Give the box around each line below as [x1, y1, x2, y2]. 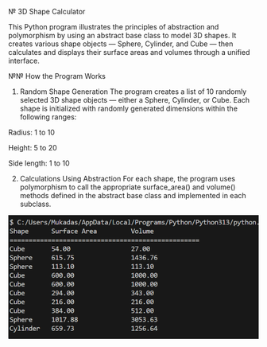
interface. [8, 56, 40, 65]
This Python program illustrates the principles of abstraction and [8, 22, 219, 31]
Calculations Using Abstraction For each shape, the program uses [19, 174, 236, 183]
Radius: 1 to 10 [8, 127, 56, 137]
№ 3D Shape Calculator [8, 7, 86, 16]
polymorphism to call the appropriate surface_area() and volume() [19, 182, 236, 192]
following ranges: [19, 112, 77, 122]
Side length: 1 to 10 [8, 158, 70, 168]
